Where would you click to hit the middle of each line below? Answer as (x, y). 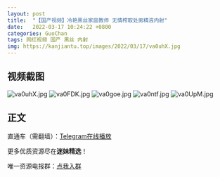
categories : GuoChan (38, 33)
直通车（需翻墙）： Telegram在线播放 (59, 136)
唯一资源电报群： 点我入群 (44, 166)
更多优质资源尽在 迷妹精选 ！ (47, 151)
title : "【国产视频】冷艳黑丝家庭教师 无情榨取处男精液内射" (88, 20)
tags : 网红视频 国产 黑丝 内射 (48, 40)
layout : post (26, 14)
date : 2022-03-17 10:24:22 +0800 (59, 27)
